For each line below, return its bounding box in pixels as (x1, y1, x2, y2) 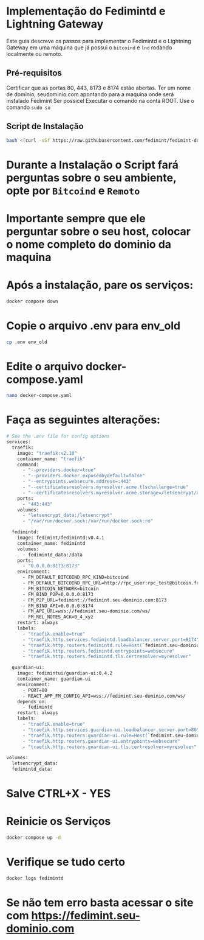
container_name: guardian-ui (17, 676, 91, 682)
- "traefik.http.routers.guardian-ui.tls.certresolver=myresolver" (22, 744, 197, 750)
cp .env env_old (6, 339, 47, 345)
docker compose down (6, 298, 59, 304)
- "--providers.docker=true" (22, 467, 97, 473)
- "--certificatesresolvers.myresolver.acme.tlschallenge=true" (22, 484, 189, 491)
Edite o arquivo (6, 359, 84, 373)
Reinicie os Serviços (6, 815, 111, 829)
